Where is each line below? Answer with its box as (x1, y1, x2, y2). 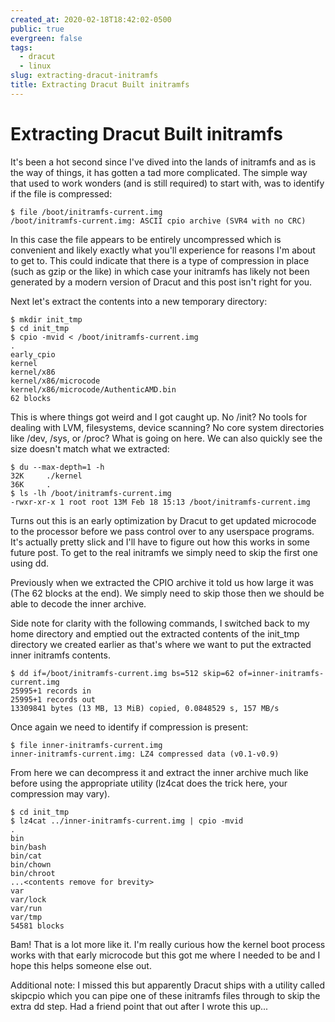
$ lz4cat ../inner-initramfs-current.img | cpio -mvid (10, 816, 244, 826)
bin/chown (10, 859, 52, 870)
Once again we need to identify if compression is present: (10, 721, 249, 733)
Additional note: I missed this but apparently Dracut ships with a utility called (10, 979, 325, 991)
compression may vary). (10, 787, 111, 800)
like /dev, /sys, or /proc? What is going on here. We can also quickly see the (10, 432, 323, 444)
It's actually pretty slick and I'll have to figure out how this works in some (10, 536, 310, 548)
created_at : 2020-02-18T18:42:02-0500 (10, 14, 172, 25)
